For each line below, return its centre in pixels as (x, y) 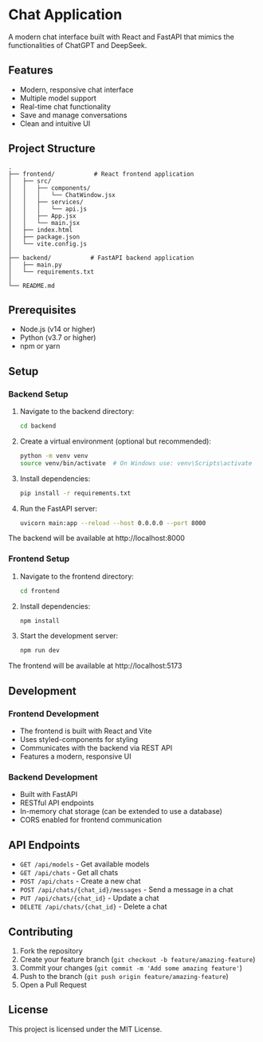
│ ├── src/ (30, 181)
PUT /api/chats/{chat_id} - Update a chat (89, 898)
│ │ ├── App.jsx (43, 216)
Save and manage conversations (73, 115)
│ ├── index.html (41, 230)
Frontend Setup (39, 558)
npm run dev (39, 651)
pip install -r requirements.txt (75, 493)
